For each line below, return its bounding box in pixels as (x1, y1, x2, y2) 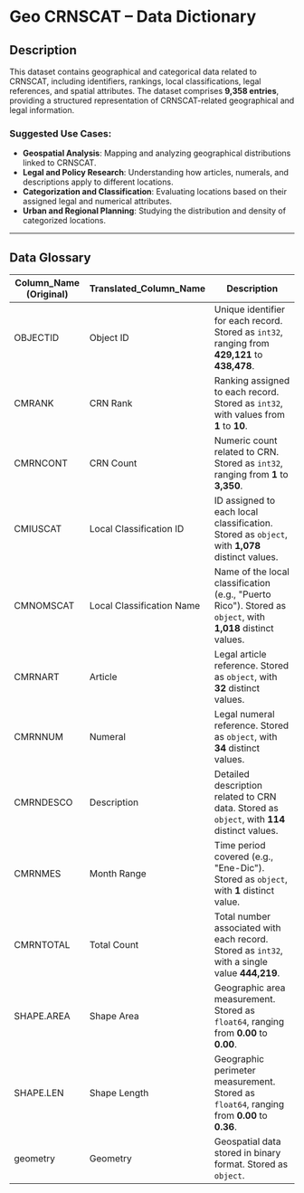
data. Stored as (214, 802, 279, 815)
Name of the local (214, 565, 290, 578)
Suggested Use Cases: (9, 127, 112, 139)
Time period (214, 839, 266, 852)
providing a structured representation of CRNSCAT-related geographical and (9, 95, 295, 106)
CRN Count (89, 457, 138, 469)
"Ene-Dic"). (214, 862, 265, 875)
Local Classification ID (89, 523, 185, 535)
